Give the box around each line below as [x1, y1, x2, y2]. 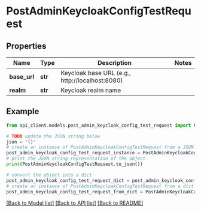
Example [6, 106, 39, 117]
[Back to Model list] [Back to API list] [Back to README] [6, 199, 144, 207]
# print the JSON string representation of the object [6, 156, 146, 162]
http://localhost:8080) [60, 76, 123, 85]
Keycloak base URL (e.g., [60, 69, 132, 77]
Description [98, 59, 132, 67]
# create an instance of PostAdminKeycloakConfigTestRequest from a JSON [6, 144, 194, 151]
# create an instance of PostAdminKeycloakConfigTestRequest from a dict [6, 183, 194, 189]
